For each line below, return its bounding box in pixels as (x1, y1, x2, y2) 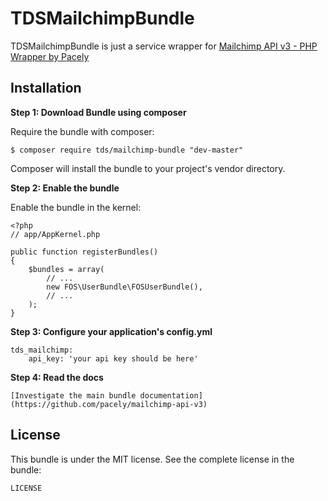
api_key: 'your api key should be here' (28, 353, 199, 364)
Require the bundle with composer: (10, 125, 155, 137)
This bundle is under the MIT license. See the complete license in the (10, 453, 295, 465)
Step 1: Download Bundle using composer (10, 106, 187, 118)
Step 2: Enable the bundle (10, 182, 120, 194)
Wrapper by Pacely (10, 50, 90, 62)
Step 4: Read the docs (10, 371, 104, 383)
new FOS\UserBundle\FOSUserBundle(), (46, 282, 203, 292)
